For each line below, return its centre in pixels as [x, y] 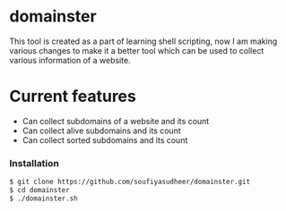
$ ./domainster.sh [43, 198]
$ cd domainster [39, 190]
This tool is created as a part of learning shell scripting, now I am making [143, 41]
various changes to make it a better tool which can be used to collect [137, 50]
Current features [73, 97]
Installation [35, 163]
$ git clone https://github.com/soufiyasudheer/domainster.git [130, 182]
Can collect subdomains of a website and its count [116, 121]
